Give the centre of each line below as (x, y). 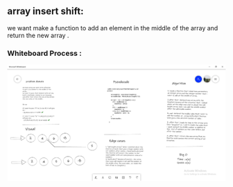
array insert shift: (46, 11)
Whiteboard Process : (44, 53)
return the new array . (38, 35)
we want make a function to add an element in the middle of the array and (113, 28)
